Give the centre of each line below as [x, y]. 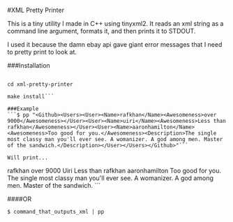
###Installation [29, 65]
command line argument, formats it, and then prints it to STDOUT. [102, 31]
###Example [23, 109]
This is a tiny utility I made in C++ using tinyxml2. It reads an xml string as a [115, 23]
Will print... [28, 158]
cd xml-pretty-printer [40, 84]
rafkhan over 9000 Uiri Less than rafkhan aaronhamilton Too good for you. [114, 171]
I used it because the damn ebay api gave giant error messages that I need [115, 44]
